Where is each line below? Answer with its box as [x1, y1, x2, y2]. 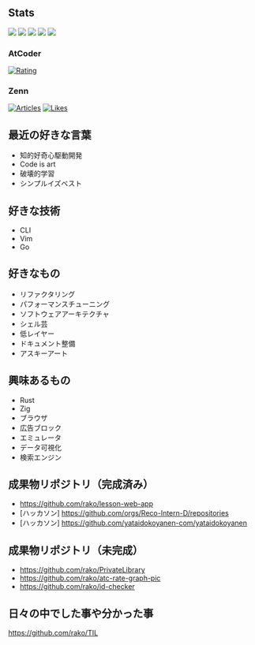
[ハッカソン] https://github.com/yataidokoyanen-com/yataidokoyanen [19, 518, 247, 528]
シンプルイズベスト [19, 179, 83, 188]
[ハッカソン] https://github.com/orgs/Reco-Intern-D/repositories [19, 509, 229, 518]
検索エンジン [19, 453, 62, 462]
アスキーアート [19, 349, 69, 358]
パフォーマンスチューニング [19, 299, 111, 308]
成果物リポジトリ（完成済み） [8, 478, 154, 491]
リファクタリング [19, 289, 76, 299]
